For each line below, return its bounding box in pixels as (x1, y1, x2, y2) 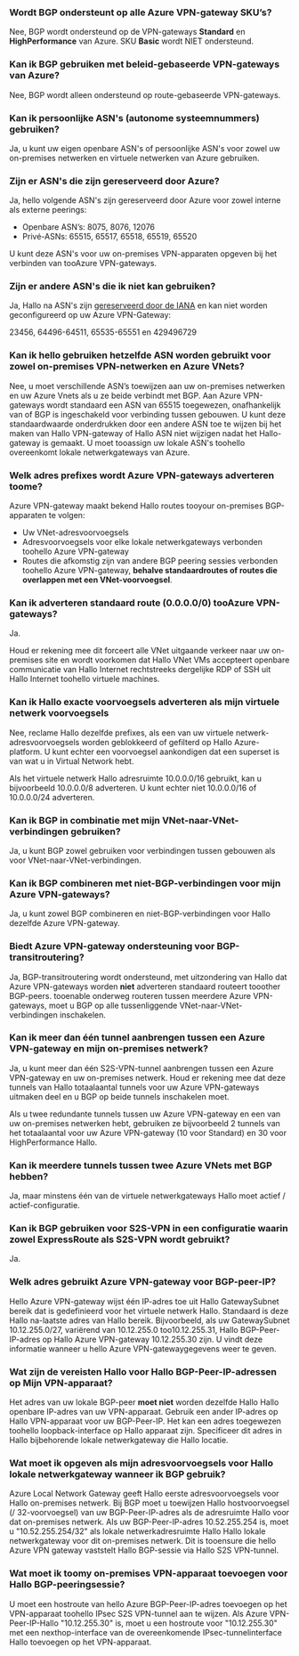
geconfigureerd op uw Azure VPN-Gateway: (9, 310, 172, 321)
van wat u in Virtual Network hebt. (9, 755, 134, 767)
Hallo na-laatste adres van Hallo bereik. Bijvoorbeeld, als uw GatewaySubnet (9, 1315, 291, 1326)
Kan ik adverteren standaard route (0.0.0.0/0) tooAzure (9, 597, 255, 609)
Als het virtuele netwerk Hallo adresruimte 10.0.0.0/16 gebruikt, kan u (9, 773, 263, 783)
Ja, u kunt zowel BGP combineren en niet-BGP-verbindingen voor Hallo (9, 908, 271, 919)
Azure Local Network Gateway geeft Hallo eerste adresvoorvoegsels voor (9, 1489, 279, 1499)
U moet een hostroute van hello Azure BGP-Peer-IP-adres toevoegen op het (9, 1598, 287, 1609)
